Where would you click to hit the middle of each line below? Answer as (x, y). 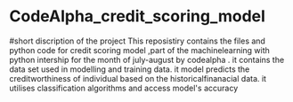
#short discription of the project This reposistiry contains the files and (137, 41)
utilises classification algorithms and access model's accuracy (124, 88)
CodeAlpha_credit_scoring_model (137, 16)
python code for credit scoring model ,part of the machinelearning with (139, 50)
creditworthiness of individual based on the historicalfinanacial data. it (138, 78)
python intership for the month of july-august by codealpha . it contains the (147, 59)
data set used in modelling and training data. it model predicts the (130, 69)
